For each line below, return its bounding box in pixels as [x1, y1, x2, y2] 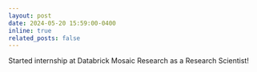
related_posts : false [8, 34, 81, 42]
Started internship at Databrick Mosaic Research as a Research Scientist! [8, 56, 250, 66]
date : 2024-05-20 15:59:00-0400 [8, 19, 116, 27]
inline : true [8, 26, 52, 34]
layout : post [8, 11, 52, 20]
